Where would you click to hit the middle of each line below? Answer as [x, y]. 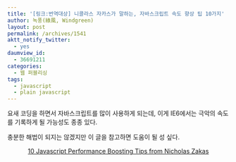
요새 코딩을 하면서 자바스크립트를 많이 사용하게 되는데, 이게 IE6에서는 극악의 [112, 113]
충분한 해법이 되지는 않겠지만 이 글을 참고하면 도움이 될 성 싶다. [94, 137]
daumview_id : [26, 54]
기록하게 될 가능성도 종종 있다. [56, 122]
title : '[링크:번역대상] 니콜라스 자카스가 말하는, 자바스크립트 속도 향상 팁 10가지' [116, 14]
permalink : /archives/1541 [47, 33]
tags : [15, 79]
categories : [25, 66]
